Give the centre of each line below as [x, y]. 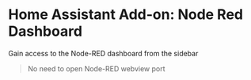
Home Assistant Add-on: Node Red [126, 15]
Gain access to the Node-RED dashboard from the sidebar [103, 53]
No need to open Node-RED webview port [96, 68]
